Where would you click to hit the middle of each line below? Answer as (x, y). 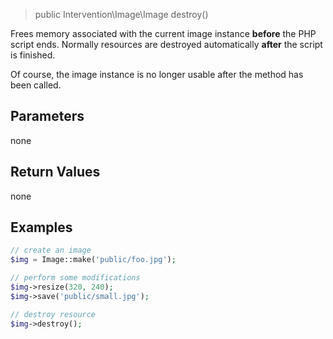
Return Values (55, 172)
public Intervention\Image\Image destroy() (121, 14)
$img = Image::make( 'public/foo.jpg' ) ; (93, 260)
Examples (41, 227)
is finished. (33, 55)
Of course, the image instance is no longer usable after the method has (157, 74)
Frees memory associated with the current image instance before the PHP (163, 33)
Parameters (47, 116)
